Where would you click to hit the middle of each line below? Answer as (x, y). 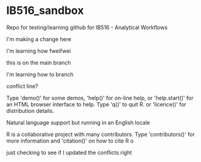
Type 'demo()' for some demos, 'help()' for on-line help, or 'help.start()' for (100, 98)
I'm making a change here (39, 39)
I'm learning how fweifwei (39, 51)
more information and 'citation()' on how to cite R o (70, 141)
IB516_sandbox (45, 11)
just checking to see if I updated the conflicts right (69, 152)
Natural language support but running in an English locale (78, 123)
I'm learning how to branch (40, 74)
